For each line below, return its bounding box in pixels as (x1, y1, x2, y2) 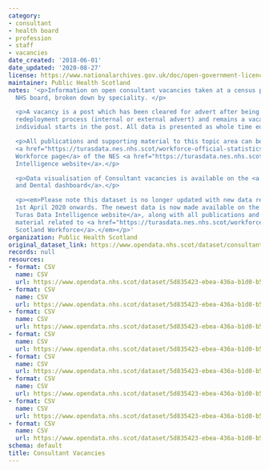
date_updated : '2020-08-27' (8, 64, 102, 72)
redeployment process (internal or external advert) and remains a (15, 115, 246, 124)
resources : (8, 255, 45, 264)
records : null (8, 248, 56, 256)
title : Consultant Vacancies (8, 449, 106, 457)
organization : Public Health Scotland (8, 233, 138, 241)
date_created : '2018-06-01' (8, 57, 102, 65)
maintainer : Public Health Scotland (8, 78, 130, 86)
